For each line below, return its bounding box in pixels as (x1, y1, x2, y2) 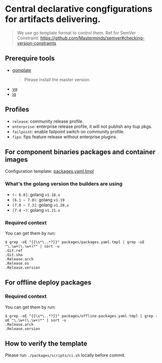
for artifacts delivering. (5, 14, 101, 25)
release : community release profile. (12, 118, 84, 124)
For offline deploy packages (5, 278, 91, 287)
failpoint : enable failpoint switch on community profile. (12, 128, 125, 134)
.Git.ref (5, 248, 23, 253)
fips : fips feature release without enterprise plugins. (12, 134, 118, 140)
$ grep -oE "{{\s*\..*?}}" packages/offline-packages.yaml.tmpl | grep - (5, 313, 158, 318)
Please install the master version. (24, 76, 91, 82)
